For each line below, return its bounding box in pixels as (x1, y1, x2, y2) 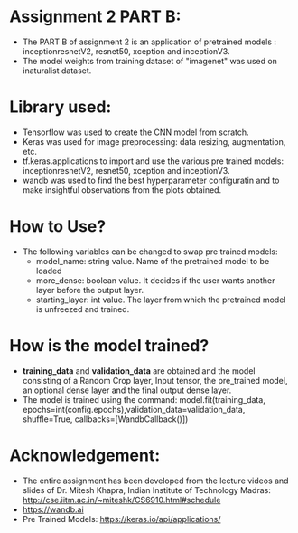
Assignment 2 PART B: (9, 6, 182, 27)
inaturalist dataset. (22, 65, 92, 76)
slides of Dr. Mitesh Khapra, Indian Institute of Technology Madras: (22, 484, 271, 495)
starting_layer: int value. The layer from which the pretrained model (35, 294, 286, 305)
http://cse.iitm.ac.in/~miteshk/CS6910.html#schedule (22, 494, 221, 505)
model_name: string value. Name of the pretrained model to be (35, 255, 270, 266)
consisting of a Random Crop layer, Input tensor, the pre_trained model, (22, 375, 288, 385)
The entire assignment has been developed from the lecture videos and (22, 475, 289, 486)
